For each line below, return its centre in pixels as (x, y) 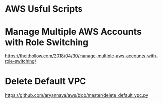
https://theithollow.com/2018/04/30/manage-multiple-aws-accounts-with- (81, 56)
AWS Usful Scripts (44, 9)
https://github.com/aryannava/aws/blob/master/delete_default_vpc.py (77, 95)
